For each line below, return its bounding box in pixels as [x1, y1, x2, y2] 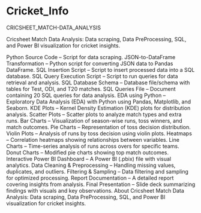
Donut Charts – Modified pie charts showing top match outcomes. [6, 148, 169, 156]
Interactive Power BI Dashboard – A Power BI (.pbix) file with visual [6, 155, 172, 162]
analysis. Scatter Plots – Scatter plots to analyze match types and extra [6, 111, 182, 118]
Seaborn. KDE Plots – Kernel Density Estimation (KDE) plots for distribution [6, 104, 191, 111]
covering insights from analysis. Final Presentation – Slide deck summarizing [6, 181, 196, 188]
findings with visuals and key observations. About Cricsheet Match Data [6, 187, 185, 194]
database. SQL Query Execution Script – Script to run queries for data [6, 72, 178, 80]
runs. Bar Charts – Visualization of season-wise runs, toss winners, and [6, 117, 183, 124]
